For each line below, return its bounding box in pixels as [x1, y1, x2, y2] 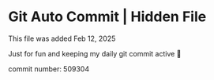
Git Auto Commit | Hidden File [8, 8, 207, 26]
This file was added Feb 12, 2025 [8, 34, 116, 43]
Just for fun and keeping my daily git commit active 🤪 [8, 49, 182, 58]
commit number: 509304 [8, 64, 89, 74]
